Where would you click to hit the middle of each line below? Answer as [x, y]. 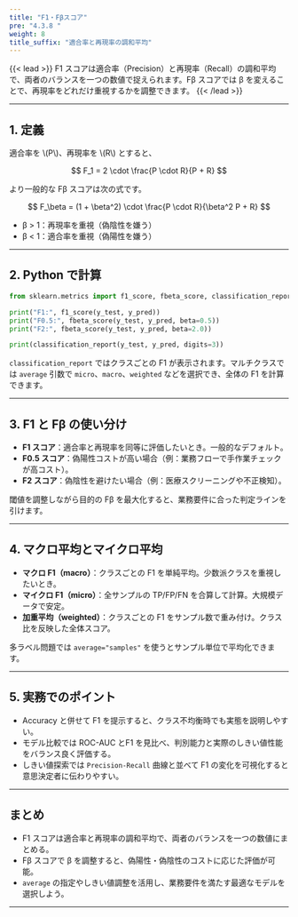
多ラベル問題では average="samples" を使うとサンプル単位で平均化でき [138, 647]
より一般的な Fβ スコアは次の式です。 [78, 189]
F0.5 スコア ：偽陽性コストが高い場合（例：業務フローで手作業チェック [152, 458]
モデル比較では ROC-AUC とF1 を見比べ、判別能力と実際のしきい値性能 [153, 742]
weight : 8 [27, 34]
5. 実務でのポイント [63, 697]
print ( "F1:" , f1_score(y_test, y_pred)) [85, 312]
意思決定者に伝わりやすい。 [73, 776]
